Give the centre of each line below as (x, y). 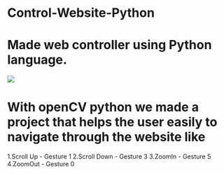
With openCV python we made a (103, 107)
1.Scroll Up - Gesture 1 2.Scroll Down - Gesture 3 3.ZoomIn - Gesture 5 (109, 156)
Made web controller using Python (110, 45)
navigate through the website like (106, 137)
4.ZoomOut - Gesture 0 (41, 164)
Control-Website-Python (81, 13)
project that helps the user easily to (112, 122)
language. (37, 60)
